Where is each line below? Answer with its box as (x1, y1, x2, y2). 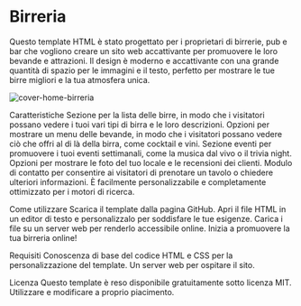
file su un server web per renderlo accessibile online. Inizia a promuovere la (9, 223, 290, 234)
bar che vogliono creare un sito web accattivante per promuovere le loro (9, 45, 278, 56)
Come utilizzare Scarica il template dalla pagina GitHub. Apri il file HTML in (9, 203, 287, 214)
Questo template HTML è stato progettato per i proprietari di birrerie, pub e (9, 36, 287, 47)
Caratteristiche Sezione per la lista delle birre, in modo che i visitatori (9, 109, 265, 120)
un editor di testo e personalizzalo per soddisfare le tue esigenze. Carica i (9, 213, 284, 224)
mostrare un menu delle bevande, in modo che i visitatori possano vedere (9, 128, 282, 139)
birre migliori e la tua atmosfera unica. (9, 74, 150, 85)
